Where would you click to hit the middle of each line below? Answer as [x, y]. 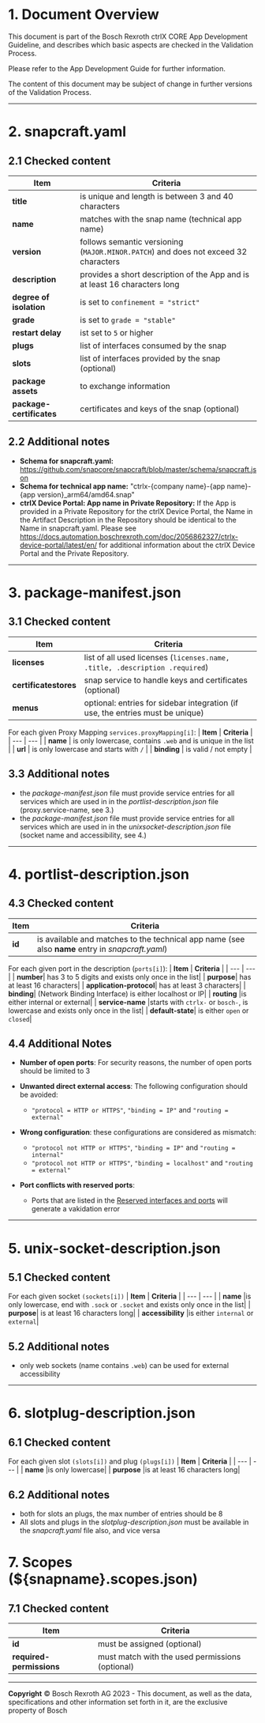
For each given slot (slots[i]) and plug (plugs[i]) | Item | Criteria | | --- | [130, 1461]
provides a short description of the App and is [165, 274]
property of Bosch [38, 1710]
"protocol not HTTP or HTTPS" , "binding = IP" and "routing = [133, 1147]
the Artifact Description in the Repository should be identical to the [128, 520]
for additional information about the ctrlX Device [177, 545]
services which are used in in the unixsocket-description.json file [125, 826]
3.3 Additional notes [59, 774]
